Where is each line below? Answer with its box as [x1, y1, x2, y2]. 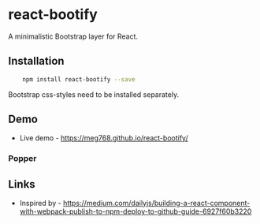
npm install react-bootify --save [22, 75, 136, 84]
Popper [8, 153, 37, 164]
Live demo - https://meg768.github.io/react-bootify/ [19, 133, 188, 143]
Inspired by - [19, 199, 61, 208]
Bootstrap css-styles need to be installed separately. [8, 89, 180, 99]
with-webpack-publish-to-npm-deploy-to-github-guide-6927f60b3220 [19, 207, 252, 216]
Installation [8, 54, 65, 68]
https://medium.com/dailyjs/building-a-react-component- [62, 199, 251, 208]
